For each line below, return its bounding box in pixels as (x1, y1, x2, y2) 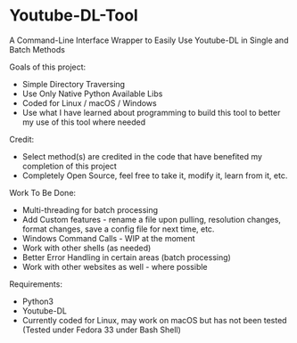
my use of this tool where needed (21, 117, 146, 127)
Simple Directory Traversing (21, 78, 126, 89)
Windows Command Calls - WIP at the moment (21, 233, 195, 243)
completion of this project (21, 160, 118, 171)
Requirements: (9, 278, 62, 290)
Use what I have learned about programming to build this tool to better (21, 107, 281, 118)
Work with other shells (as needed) (21, 242, 152, 253)
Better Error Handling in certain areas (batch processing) (21, 251, 232, 263)
